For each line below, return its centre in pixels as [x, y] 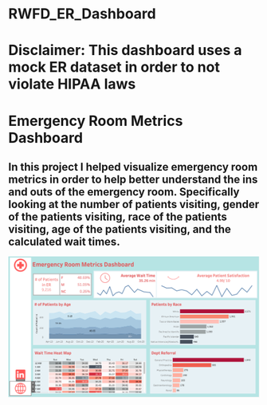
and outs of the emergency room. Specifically [124, 192]
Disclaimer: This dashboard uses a [125, 51]
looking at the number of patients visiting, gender [134, 204]
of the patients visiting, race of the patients [118, 216]
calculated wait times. [65, 241]
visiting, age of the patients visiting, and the [120, 229]
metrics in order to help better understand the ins [133, 179]
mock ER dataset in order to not [114, 67]
